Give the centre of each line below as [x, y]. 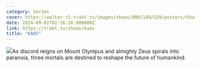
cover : [14, 17]
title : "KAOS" [24, 34]
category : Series [28, 12]
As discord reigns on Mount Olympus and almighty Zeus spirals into [96, 52]
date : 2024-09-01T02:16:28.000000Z [51, 23]
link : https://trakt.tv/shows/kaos [51, 28]
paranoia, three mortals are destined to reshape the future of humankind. [96, 58]
